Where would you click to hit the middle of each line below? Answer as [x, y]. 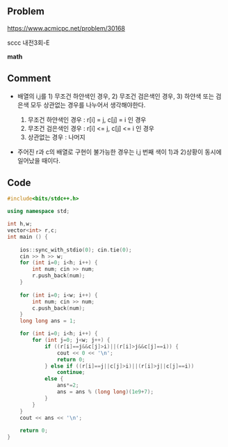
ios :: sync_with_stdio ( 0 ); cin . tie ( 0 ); [76, 250]
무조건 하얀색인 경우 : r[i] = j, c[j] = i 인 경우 [87, 119]
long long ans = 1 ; [48, 321]
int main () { [28, 237]
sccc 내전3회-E [28, 42]
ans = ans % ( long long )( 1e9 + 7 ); [105, 392]
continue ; [71, 372]
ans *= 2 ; [68, 386]
